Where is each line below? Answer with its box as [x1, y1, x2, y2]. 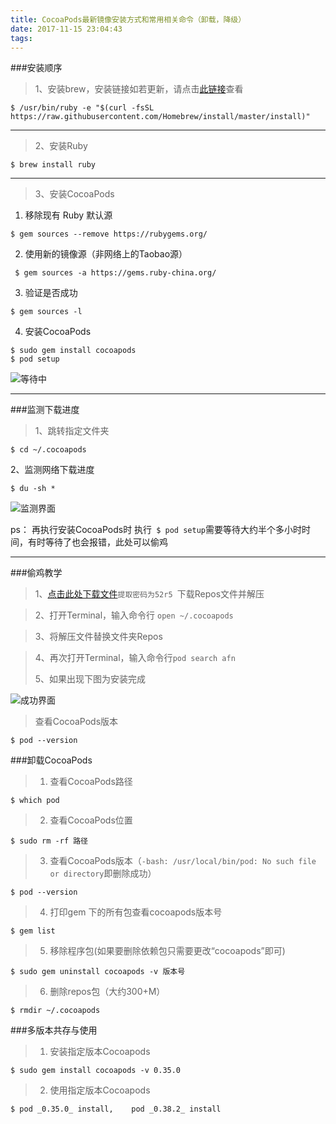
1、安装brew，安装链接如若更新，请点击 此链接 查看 [34, 83, 244, 95]
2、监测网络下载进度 [10, 464, 95, 476]
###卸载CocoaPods [10, 754, 93, 766]
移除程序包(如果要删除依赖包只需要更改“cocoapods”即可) [49, 945, 286, 957]
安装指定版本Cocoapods [49, 1046, 151, 1058]
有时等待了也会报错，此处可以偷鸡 [27, 536, 168, 548]
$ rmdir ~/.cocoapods [10, 1006, 101, 1016]
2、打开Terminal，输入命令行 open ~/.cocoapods [34, 609, 234, 621]
